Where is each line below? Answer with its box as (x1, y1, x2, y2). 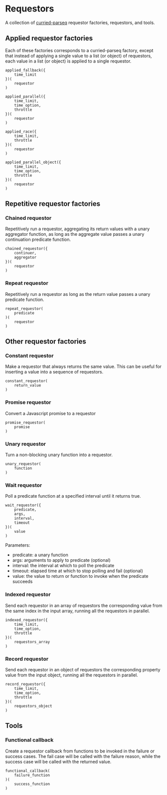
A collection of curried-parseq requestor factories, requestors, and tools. (5, 20, 156, 26)
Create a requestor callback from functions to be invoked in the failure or (5, 748, 155, 754)
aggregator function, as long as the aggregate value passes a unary (5, 231, 145, 237)
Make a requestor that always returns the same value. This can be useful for (5, 363, 162, 369)
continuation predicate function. (5, 236, 71, 243)
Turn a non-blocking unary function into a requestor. (5, 452, 113, 458)
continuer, (14, 251, 37, 256)
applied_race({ (5, 129, 37, 134)
